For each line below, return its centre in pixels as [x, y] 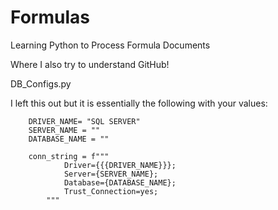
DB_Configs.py [41, 83]
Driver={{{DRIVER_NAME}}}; [120, 165]
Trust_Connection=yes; [111, 191]
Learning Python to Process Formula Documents [110, 45]
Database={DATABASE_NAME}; [120, 182]
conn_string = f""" [69, 156]
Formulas [50, 17]
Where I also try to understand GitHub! [90, 64]
